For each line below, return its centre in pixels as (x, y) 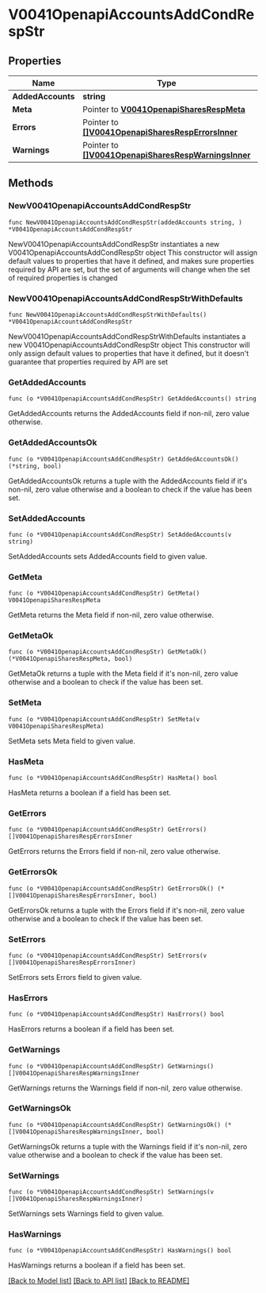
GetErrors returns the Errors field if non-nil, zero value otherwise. (114, 851)
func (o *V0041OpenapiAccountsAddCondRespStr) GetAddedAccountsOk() (123, 459)
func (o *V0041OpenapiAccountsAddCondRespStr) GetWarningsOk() (115, 1125)
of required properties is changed (63, 278)
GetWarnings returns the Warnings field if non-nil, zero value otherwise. (125, 1088)
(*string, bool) (35, 466)
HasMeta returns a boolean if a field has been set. (90, 793)
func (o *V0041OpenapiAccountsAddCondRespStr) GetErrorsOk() (111, 888)
